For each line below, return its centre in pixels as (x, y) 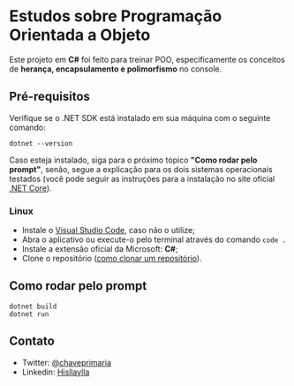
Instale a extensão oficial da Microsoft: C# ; (100, 249)
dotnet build (33, 307)
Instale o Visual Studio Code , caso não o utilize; (109, 231)
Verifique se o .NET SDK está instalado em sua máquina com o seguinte (140, 117)
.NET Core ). (30, 188)
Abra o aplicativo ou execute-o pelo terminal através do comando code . (154, 239)
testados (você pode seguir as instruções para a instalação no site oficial (142, 178)
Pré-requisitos (50, 97)
